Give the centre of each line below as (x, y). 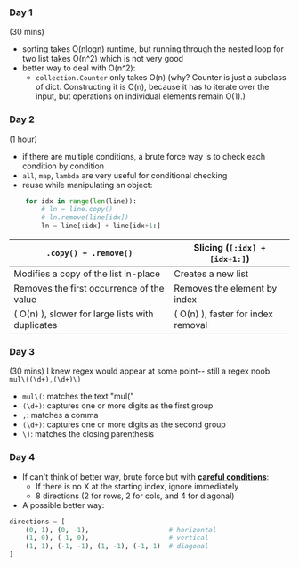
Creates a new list (211, 274)
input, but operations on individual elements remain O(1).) (141, 96)
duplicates (36, 325)
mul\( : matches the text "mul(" (78, 396)
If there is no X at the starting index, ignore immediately (137, 486)
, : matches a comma (60, 415)
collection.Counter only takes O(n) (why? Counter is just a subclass (161, 78)
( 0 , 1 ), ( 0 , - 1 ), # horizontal (121, 530)
